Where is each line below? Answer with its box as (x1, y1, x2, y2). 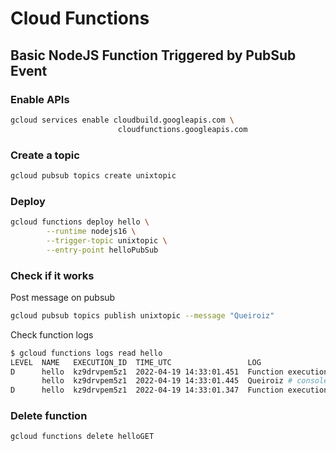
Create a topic (10, 148, 80, 162)
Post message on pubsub (10, 291, 116, 303)
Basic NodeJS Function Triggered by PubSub (10, 47, 297, 64)
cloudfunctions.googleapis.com (117, 124, 248, 134)
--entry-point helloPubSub (46, 245, 159, 255)
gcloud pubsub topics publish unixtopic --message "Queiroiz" (10, 310, 275, 321)
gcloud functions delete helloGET (10, 432, 155, 442)
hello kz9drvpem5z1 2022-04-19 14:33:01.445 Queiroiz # (41, 376, 293, 386)
